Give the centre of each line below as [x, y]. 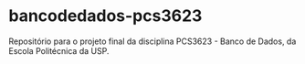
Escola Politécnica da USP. [59, 50]
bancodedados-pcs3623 [105, 16]
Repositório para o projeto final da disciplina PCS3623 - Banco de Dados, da [152, 41]
